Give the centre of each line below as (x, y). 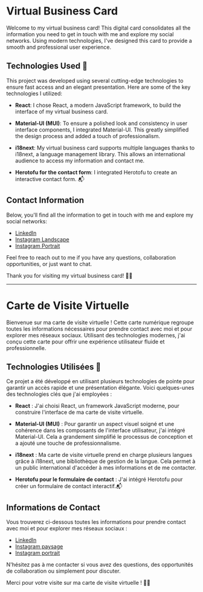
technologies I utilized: (34, 93)
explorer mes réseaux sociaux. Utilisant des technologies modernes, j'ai (96, 335)
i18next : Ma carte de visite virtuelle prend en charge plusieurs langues (104, 455)
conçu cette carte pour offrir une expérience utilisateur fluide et (85, 342)
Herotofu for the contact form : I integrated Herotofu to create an (96, 172)
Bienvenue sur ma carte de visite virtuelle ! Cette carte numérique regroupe (100, 322)
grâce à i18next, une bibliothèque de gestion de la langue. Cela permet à (105, 461)
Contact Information (45, 200)
